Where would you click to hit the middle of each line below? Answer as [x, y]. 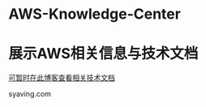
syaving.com [30, 94]
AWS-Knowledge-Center [94, 14]
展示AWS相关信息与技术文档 [103, 54]
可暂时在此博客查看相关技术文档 [62, 78]
